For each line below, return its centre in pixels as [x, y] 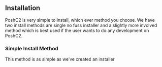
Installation [23, 8]
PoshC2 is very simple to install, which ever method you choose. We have [80, 20]
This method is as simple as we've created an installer [60, 59]
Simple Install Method [32, 48]
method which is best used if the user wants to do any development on [77, 30]
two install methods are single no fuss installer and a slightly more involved [81, 25]
